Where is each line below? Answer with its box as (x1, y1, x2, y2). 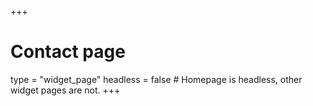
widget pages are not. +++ (10, 84, 121, 96)
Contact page (10, 41, 126, 63)
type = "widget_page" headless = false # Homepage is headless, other (10, 73, 303, 85)
